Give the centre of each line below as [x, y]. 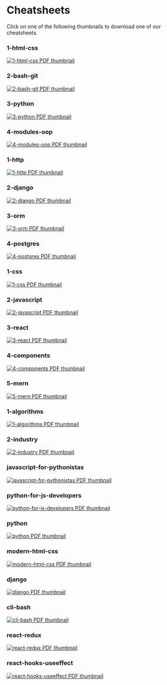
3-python [20, 104]
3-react [18, 327]
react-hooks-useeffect [40, 663]
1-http [15, 160]
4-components [28, 355]
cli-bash [19, 607]
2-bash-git [22, 76]
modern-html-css [32, 551]
